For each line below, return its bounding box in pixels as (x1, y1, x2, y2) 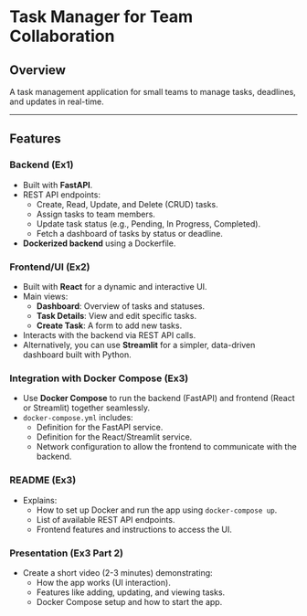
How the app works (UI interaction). (36, 577, 171, 588)
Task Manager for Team (9, 6, 194, 27)
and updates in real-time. (9, 96, 104, 107)
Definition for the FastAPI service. (36, 422, 164, 433)
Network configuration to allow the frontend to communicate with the (36, 441, 297, 452)
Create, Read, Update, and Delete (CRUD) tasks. (36, 198, 219, 209)
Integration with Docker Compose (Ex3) (9, 372, 189, 385)
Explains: (22, 494, 58, 505)
